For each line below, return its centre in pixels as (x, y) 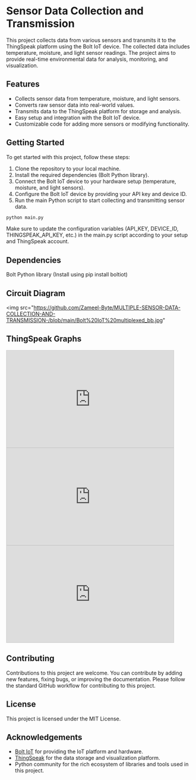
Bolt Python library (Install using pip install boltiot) (67, 275)
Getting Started (35, 143)
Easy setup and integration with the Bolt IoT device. (78, 117)
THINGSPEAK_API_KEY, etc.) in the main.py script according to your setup (97, 235)
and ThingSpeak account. (38, 241)
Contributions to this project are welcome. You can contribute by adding (94, 673)
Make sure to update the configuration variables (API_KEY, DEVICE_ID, (92, 229)
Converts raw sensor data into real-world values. (75, 105)
